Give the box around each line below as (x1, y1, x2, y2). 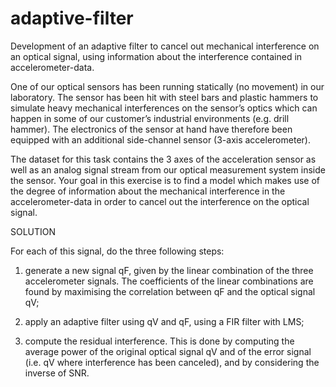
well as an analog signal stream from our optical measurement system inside (10, 163, 326, 176)
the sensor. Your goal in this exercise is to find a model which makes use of (10, 174, 321, 186)
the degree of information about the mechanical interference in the (10, 185, 286, 197)
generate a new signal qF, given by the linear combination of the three (24, 264, 314, 276)
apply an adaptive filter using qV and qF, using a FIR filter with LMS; (24, 315, 305, 327)
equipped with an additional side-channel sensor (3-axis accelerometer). (10, 133, 311, 146)
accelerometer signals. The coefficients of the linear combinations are (24, 275, 314, 287)
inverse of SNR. (24, 367, 90, 379)
